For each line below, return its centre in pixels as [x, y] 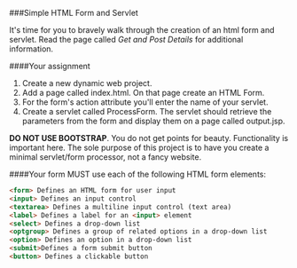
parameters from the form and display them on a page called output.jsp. [153, 121]
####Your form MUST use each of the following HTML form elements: [138, 174]
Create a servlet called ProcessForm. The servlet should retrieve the [147, 111]
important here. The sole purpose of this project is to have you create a [139, 147]
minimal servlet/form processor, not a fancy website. [106, 157]
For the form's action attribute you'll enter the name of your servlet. [145, 102]
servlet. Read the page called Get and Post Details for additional [126, 39]
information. [31, 49]
